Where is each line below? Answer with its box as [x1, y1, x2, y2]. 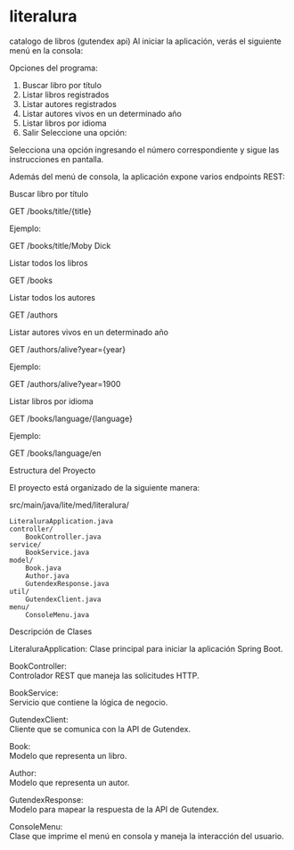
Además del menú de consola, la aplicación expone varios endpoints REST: [9, 171, 285, 182]
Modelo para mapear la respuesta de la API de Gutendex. [9, 804, 220, 814]
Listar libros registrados [21, 89, 110, 100]
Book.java [25, 564, 62, 573]
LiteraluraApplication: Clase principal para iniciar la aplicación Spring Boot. [9, 643, 283, 654]
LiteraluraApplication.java [9, 516, 114, 525]
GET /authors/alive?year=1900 [9, 378, 121, 389]
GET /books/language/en [9, 448, 102, 458]
